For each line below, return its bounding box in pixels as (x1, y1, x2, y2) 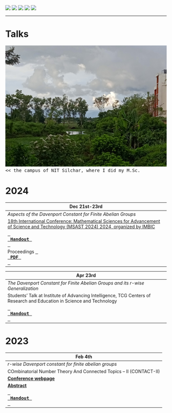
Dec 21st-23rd (69, 203, 103, 210)
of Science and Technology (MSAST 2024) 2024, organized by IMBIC (7, 223, 155, 230)
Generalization (7, 285, 39, 292)
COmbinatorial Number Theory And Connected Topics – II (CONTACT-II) (7, 368, 160, 374)
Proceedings (7, 249, 34, 255)
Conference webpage (7, 375, 55, 381)
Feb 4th (75, 354, 92, 360)
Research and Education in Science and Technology (7, 298, 117, 304)
